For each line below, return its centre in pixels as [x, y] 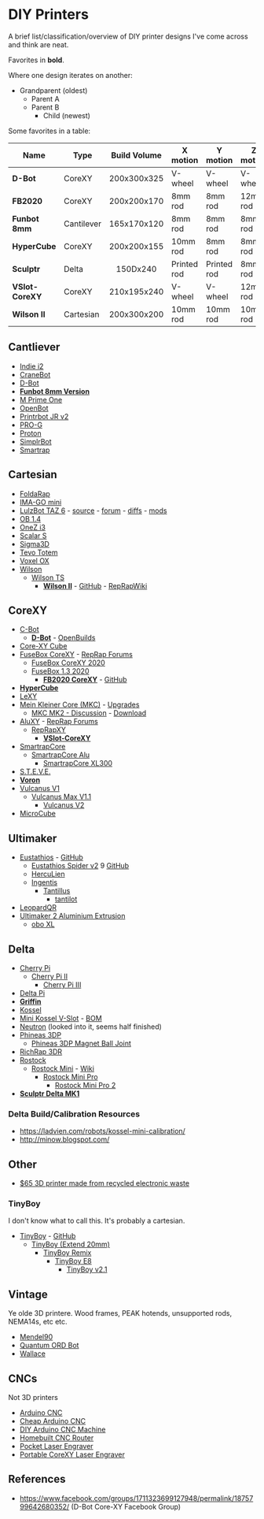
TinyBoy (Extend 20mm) [70, 1244]
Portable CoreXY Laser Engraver [72, 1454]
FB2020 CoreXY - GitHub [85, 680]
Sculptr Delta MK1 [49, 1094]
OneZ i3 [32, 527]
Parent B [45, 107]
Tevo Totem [38, 552]
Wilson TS [48, 578]
